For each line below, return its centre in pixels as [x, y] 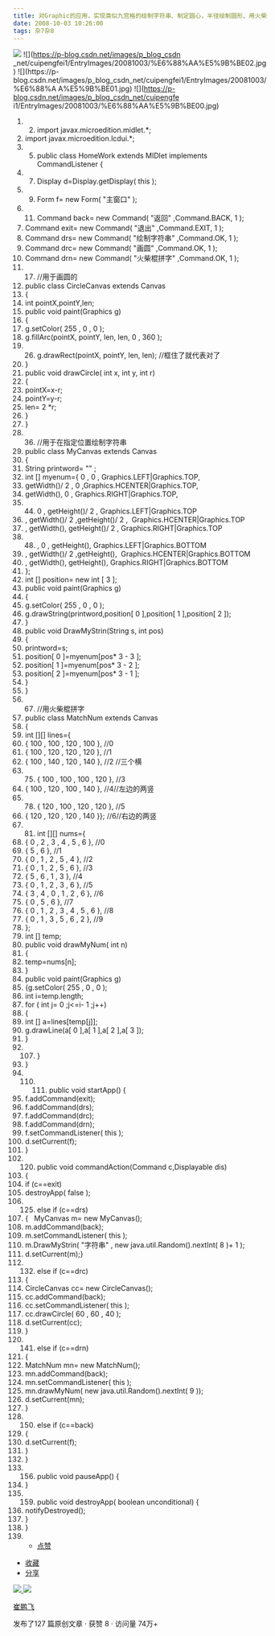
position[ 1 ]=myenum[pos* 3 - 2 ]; [82, 666]
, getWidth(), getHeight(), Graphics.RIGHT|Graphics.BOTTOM [126, 563]
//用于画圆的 [57, 277]
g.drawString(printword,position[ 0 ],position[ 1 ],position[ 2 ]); [128, 614]
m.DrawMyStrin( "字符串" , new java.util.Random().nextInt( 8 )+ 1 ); [135, 1245]
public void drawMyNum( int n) [76, 945]
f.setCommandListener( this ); [74, 1133]
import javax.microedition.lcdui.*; [80, 138]
